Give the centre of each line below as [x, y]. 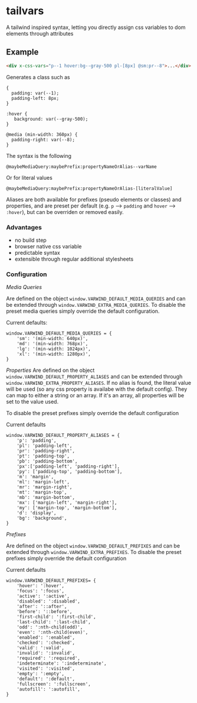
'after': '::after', [42, 607]
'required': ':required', [49, 658]
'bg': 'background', [42, 519]
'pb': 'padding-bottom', [47, 461]
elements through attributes [40, 33]
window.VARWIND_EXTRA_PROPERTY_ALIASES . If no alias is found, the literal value [99, 383]
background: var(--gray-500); [51, 119]
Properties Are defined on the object [50, 370]
